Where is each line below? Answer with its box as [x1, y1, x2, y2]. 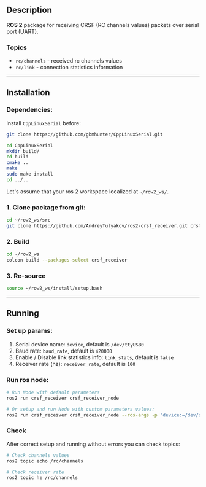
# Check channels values [6, 452, 70, 458]
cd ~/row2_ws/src [6, 217, 51, 224]
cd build [6, 154, 29, 160]
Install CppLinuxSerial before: [6, 119, 81, 127]
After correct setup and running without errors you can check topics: [6, 440, 180, 448]
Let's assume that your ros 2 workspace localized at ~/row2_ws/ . [6, 187, 169, 195]
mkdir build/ [6, 148, 40, 154]
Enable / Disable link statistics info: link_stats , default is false [15, 353, 174, 361]
